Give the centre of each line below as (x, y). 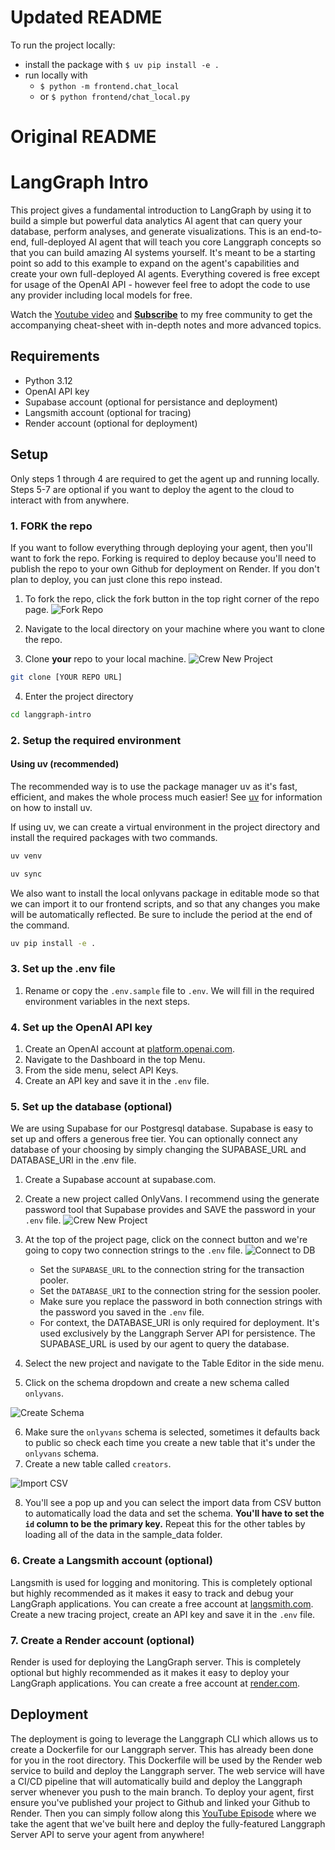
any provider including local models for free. (101, 295)
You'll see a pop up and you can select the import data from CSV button (173, 1503)
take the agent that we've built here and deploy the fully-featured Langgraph (168, 1823)
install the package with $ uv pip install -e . (122, 64)
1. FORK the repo (51, 526)
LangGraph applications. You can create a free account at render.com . (155, 1683)
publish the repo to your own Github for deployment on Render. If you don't (165, 568)
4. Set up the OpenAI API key (81, 1027)
